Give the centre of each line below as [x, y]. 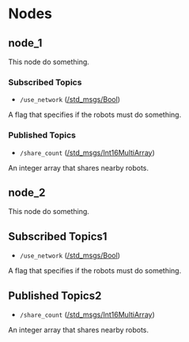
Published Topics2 [55, 296]
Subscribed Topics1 [58, 237]
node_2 [27, 192]
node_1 [25, 43]
